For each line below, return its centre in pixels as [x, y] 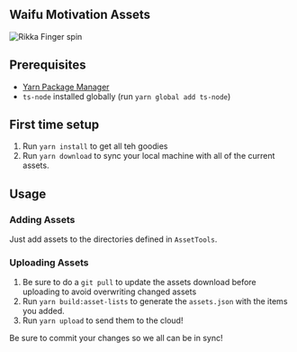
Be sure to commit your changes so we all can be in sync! [116, 338]
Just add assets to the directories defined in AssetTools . [113, 239]
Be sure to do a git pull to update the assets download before [139, 283]
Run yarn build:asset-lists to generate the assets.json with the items [155, 301]
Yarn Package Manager [66, 87]
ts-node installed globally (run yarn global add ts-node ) [126, 96]
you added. [43, 311]
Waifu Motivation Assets [80, 15]
